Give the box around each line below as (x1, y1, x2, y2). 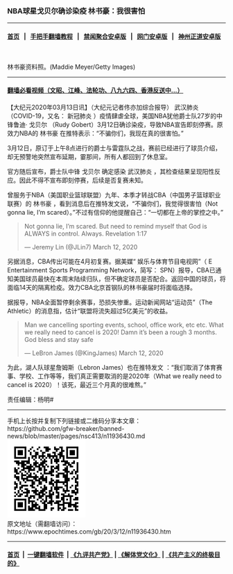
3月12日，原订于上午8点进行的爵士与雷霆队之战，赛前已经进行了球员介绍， (7, 144, 222, 152)
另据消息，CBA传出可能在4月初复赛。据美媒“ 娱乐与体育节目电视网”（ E (7, 257, 213, 265)
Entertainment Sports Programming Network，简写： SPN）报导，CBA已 (7, 265, 216, 274)
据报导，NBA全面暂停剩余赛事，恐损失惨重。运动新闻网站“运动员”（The (7, 297, 213, 306)
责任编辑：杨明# (7, 395, 54, 404)
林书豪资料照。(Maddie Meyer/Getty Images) (7, 63, 136, 71)
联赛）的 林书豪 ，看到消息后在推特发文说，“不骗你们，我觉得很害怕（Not (7, 199, 218, 208)
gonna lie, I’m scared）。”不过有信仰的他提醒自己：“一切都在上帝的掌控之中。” (7, 208, 224, 216)
